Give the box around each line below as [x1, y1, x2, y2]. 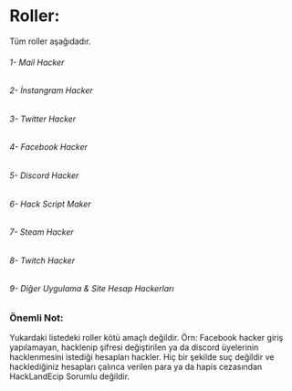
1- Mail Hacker [9, 57, 65, 68]
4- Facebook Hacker [9, 142, 89, 153]
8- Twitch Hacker [9, 255, 76, 266]
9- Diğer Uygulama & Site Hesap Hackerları [9, 283, 175, 294]
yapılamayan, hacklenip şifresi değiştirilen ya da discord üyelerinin [9, 342, 259, 353]
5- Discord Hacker [9, 170, 79, 181]
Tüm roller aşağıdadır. [9, 36, 91, 47]
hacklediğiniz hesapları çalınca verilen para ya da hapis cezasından [9, 362, 263, 373]
